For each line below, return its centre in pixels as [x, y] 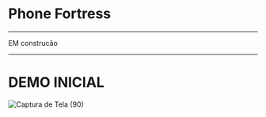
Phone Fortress [60, 14]
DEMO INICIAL [56, 83]
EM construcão [33, 43]
